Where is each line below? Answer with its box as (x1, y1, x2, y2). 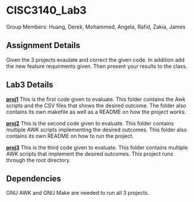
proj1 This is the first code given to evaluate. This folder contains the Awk (6, 96, 186, 103)
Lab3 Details (6, 80, 53, 90)
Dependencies (6, 173, 61, 184)
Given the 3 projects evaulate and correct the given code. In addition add (6, 56, 185, 63)
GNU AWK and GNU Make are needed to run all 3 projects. (6, 190, 150, 197)
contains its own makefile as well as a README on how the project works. (6, 108, 186, 115)
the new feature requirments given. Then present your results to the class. (6, 62, 188, 70)
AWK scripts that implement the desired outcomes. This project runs (6, 150, 173, 157)
